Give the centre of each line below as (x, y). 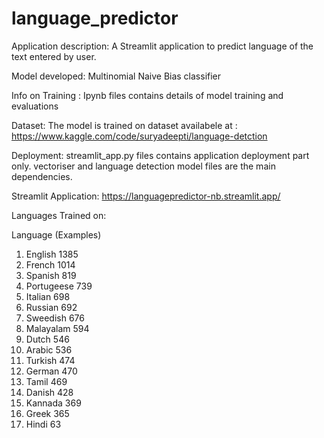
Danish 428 (49, 392)
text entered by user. (54, 56)
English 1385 (52, 254)
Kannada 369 (53, 403)
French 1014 (50, 264)
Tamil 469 (46, 381)
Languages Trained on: (59, 215)
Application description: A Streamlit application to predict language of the (162, 46)
